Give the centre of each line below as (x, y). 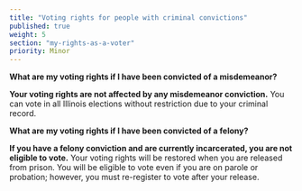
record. (23, 114)
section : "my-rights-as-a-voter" (72, 43)
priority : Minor (40, 51)
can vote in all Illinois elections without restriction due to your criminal (139, 104)
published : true (40, 26)
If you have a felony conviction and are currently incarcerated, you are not (151, 149)
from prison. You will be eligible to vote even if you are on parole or (134, 168)
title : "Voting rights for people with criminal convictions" (128, 18)
